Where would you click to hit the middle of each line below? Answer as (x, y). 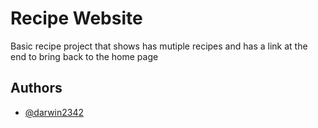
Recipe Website (76, 18)
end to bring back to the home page (84, 56)
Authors (36, 88)
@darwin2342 (54, 112)
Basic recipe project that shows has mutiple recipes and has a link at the (159, 46)
